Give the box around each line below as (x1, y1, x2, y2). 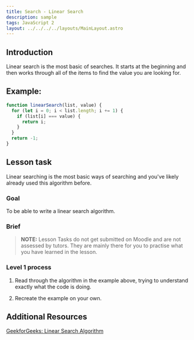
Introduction (6, 47, 53, 57)
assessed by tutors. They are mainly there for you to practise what (20, 242, 183, 249)
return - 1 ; (11, 135, 39, 141)
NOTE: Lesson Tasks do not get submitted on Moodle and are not (20, 236, 181, 243)
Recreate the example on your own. (14, 294, 102, 301)
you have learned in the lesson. (20, 249, 98, 256)
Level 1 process (6, 263, 52, 272)
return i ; (21, 119, 46, 125)
